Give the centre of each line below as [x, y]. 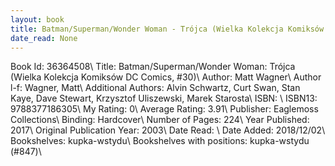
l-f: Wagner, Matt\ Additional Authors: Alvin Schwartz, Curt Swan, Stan [155, 88]
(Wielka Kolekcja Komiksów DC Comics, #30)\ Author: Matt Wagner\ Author [166, 77]
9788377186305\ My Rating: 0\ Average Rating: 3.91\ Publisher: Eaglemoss [164, 109]
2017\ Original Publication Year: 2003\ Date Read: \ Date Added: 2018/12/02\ [168, 130]
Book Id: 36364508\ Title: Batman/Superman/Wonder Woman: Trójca [153, 67]
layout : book [37, 19]
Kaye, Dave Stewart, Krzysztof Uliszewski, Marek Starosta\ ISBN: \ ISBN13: [164, 98]
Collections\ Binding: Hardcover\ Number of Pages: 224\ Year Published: [160, 120]
